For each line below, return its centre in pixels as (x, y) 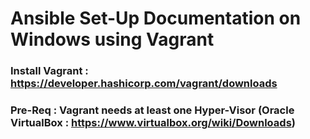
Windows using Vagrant (112, 39)
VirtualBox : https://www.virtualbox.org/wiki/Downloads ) (153, 123)
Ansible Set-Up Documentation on (156, 18)
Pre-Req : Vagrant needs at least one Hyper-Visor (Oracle (152, 110)
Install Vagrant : (49, 71)
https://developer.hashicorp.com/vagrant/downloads (144, 84)
